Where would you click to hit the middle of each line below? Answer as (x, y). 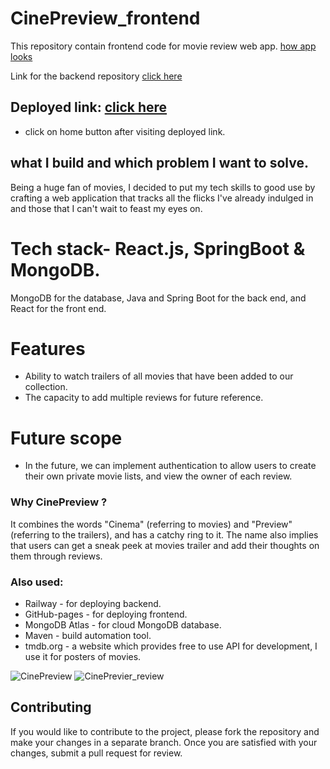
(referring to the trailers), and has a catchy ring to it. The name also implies (164, 534)
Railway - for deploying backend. (93, 603)
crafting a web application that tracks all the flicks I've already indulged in (162, 198)
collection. (46, 387)
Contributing (51, 707)
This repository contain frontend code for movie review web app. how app (163, 46)
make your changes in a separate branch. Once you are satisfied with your (164, 742)
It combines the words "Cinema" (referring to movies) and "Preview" (151, 524)
